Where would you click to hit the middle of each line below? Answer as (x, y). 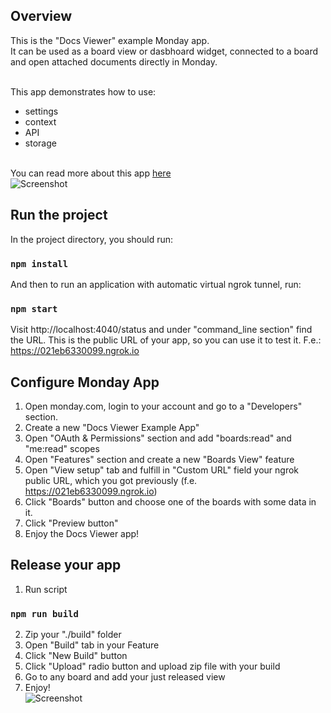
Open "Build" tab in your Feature (92, 645)
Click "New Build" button (76, 656)
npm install (39, 263)
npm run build (44, 613)
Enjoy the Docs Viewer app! (82, 534)
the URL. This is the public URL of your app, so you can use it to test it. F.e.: (166, 340)
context (40, 121)
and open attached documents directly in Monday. (114, 61)
